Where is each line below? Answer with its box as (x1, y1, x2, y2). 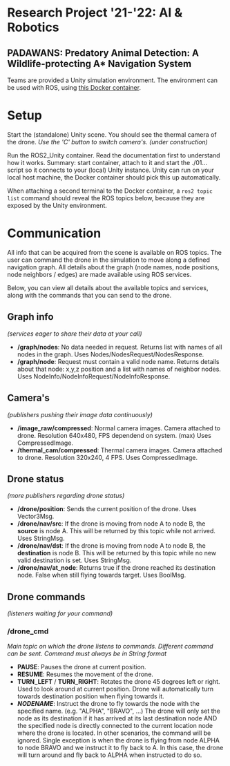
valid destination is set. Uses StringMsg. (17, 556, 132, 564)
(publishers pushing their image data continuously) (7, 410, 153, 419)
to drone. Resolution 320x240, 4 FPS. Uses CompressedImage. (17, 453, 198, 461)
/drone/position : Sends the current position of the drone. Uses (17, 505, 197, 513)
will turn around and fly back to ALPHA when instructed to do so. (17, 751, 202, 759)
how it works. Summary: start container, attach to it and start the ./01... (7, 158, 208, 166)
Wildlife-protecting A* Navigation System (7, 57, 192, 70)
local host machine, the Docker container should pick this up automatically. (7, 173, 221, 181)
